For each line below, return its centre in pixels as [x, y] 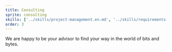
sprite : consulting [26, 15]
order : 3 [15, 24]
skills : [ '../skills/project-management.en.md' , [58, 19]
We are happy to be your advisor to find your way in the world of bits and [82, 39]
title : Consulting [25, 10]
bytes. [12, 44]
